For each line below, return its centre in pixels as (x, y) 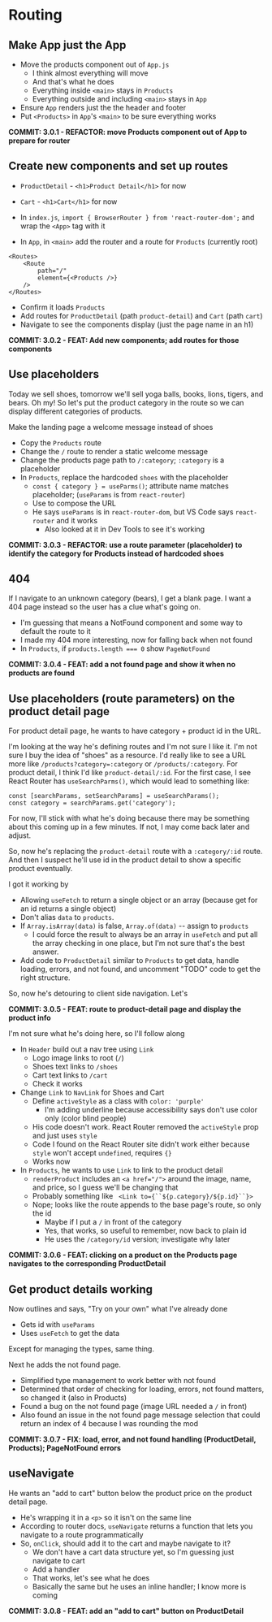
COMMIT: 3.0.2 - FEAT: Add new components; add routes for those (124, 340)
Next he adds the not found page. (65, 1365)
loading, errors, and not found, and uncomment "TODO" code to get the (140, 969)
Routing (35, 15)
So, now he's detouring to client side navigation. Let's (98, 994)
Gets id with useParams (58, 1325)
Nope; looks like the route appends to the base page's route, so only (147, 1205)
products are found (41, 673)
